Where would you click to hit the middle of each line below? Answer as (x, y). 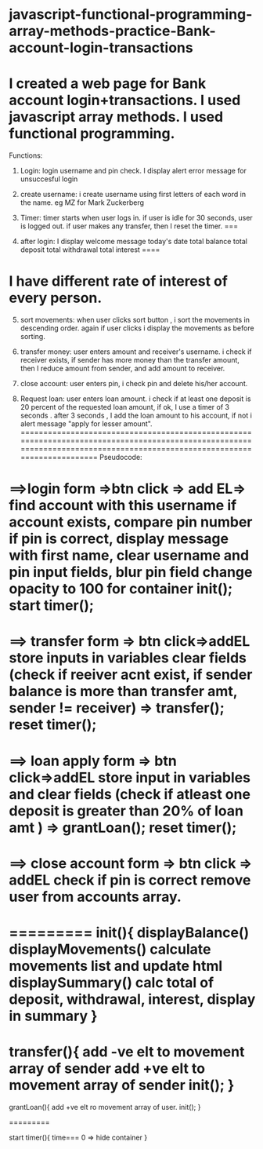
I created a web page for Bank (108, 84)
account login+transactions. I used (125, 100)
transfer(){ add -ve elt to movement (127, 1052)
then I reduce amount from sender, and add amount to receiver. (122, 368)
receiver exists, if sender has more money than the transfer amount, (130, 360)
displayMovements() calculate (110, 949)
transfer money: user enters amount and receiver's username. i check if (136, 352)
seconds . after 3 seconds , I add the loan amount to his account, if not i (136, 416)
